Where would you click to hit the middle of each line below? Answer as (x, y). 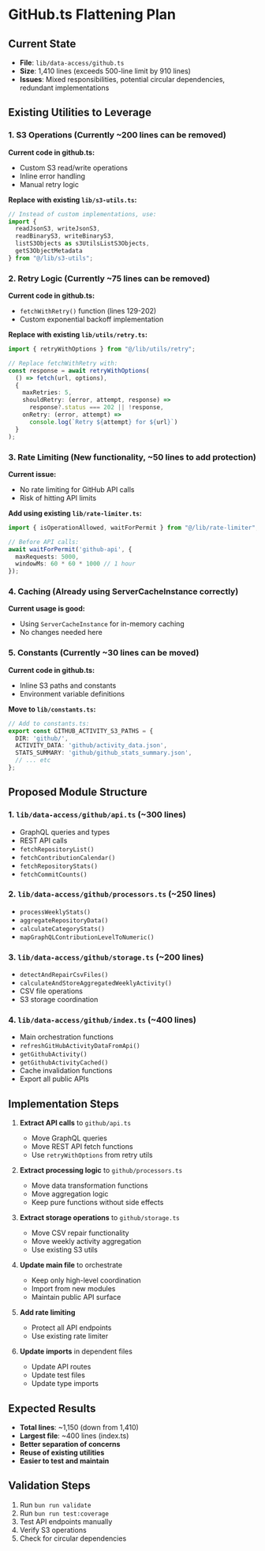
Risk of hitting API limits (58, 498)
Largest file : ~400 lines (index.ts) (74, 1436)
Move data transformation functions (90, 1185)
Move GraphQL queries (69, 1138)
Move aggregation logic (70, 1194)
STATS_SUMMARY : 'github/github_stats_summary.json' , (104, 753)
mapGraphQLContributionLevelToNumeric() (87, 937)
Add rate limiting (47, 1313)
